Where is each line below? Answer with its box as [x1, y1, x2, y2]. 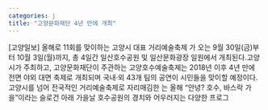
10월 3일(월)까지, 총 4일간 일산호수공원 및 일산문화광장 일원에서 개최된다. [16, 52, 248, 62]
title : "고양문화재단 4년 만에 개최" [8, 19, 117, 27]
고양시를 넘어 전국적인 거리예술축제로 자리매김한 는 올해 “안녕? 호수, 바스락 [8, 82, 244, 92]
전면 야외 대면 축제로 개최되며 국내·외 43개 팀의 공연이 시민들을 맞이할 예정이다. [8, 72, 258, 82]
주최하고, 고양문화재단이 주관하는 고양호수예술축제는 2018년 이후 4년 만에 [23, 62, 256, 72]
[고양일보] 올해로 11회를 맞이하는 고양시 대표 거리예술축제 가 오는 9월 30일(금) [8, 42, 253, 52]
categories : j [8, 11, 57, 20]
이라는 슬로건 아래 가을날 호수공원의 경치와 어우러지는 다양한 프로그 [18, 92, 229, 102]
